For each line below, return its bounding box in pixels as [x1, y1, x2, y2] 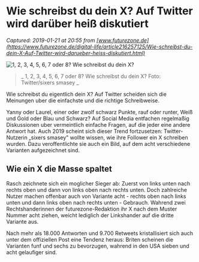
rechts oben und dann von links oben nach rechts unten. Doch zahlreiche [6, 186, 188, 193]
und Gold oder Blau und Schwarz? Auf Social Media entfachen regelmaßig [6, 115, 190, 122]
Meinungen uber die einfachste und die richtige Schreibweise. [6, 97, 160, 104]
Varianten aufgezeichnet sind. [6, 147, 80, 154]
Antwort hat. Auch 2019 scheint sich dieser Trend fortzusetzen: [6, 127, 163, 135]
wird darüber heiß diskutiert [6, 17, 149, 31]
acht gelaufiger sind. [6, 248, 58, 255]
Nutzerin [6, 133, 28, 141]
